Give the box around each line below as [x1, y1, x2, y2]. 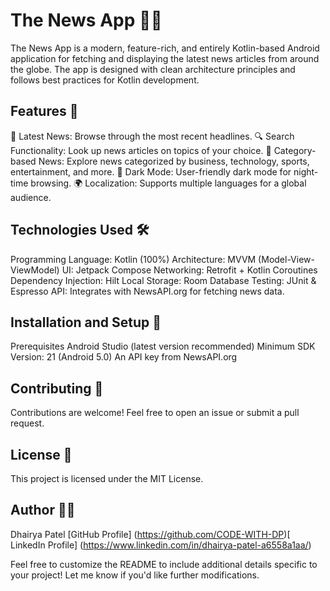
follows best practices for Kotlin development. [10, 74, 200, 86]
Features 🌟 [10, 103, 79, 120]
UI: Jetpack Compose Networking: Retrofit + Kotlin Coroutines [61, 264, 318, 276]
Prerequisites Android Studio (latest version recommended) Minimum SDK [10, 340, 316, 353]
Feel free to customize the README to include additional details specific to [10, 558, 318, 570]
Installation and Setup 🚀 [10, 314, 162, 331]
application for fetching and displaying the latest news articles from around [10, 52, 320, 64]
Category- [273, 144, 317, 156]
